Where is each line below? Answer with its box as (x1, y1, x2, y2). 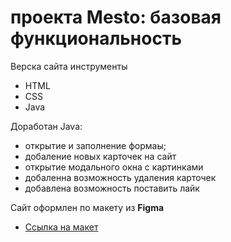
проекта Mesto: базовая (10, 6, 222, 29)
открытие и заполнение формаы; (24, 139, 167, 151)
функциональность (10, 27, 182, 50)
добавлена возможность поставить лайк (24, 182, 200, 194)
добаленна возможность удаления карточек (24, 171, 217, 183)
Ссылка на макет (24, 221, 99, 233)
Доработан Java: (10, 120, 83, 132)
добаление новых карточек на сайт (24, 150, 177, 162)
